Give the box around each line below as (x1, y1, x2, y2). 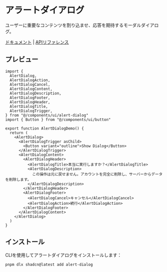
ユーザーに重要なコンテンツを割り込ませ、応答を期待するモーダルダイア (5, 22, 154, 28)
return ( (10, 130, 28, 135)
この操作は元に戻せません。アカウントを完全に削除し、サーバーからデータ (32, 172, 163, 177)
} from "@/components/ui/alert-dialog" (5, 112, 89, 118)
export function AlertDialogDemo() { (5, 126, 84, 131)
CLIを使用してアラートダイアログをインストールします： (5, 252, 122, 258)
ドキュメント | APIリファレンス (5, 39, 69, 45)
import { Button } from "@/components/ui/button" (5, 117, 111, 122)
